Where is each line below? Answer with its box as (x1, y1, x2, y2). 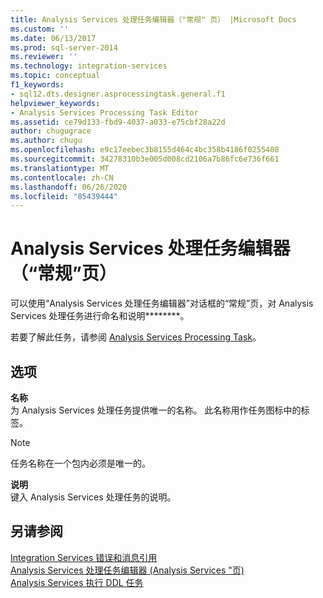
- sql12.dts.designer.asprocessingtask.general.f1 (10, 89, 226, 99)
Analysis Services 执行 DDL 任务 (10, 576, 144, 588)
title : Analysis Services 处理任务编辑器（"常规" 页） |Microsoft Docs (10, 14, 297, 25)
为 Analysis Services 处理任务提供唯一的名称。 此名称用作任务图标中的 (10, 404, 302, 416)
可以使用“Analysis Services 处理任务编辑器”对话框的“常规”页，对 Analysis (10, 297, 314, 310)
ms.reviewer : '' (10, 52, 78, 62)
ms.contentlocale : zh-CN (10, 172, 114, 183)
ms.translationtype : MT (10, 163, 110, 173)
